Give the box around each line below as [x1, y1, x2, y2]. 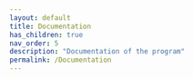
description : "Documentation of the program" [9, 47, 185, 56]
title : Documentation [9, 22, 92, 31]
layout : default [9, 13, 71, 23]
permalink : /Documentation [9, 55, 112, 64]
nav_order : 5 [9, 38, 59, 48]
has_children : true [9, 30, 84, 39]
